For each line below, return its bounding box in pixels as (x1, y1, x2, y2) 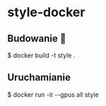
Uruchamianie (7, 71, 71, 83)
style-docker (7, 4, 86, 20)
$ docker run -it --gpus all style (7, 90, 99, 99)
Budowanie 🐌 (7, 33, 66, 45)
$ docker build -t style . (7, 51, 76, 59)
